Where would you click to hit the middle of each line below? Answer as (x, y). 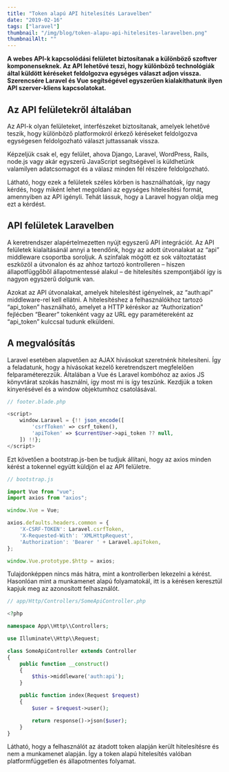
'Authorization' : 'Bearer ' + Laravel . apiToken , (90, 542)
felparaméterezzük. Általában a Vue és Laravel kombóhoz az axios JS (106, 374)
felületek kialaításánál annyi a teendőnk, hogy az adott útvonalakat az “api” (113, 249)
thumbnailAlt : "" (32, 39)
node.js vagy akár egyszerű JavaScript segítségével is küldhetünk (101, 161)
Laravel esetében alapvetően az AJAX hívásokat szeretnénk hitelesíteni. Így (114, 359)
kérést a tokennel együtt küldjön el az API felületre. (79, 466)
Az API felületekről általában (69, 110)
